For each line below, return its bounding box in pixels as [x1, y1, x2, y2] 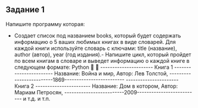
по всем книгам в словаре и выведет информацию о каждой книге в [14, 57, 190, 64]
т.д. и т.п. [27, 95, 51, 102]
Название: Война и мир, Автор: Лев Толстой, [54, 69, 168, 77]
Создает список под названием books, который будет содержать [14, 32, 181, 39]
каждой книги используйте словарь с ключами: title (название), [14, 45, 177, 52]
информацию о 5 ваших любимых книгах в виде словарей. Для [14, 38, 176, 45]
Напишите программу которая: [5, 20, 85, 27]
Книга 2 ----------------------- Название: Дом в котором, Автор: [14, 82, 178, 90]
